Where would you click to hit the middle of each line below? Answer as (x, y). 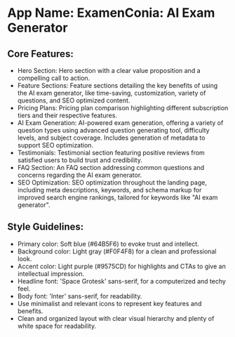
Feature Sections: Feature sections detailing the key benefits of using (117, 85)
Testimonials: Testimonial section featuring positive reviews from (111, 153)
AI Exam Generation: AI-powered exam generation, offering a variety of (120, 123)
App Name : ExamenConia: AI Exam (111, 13)
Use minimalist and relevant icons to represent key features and (109, 303)
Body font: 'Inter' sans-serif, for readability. (80, 296)
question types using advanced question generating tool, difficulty (113, 130)
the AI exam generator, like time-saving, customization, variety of (112, 93)
